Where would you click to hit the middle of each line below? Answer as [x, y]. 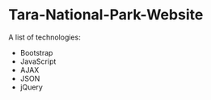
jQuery [31, 87]
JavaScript [38, 61]
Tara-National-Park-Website [106, 15]
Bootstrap [36, 52]
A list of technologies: [44, 37]
